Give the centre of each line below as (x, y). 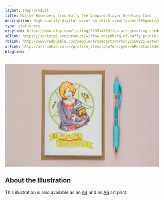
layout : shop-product (27, 10)
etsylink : (15, 31)
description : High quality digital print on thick (58, 21)
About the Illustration (38, 181)
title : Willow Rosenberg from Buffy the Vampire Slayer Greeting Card (78, 15)
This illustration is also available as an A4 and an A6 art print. (66, 192)
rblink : (13, 42)
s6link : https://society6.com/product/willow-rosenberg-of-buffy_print (79, 36)
